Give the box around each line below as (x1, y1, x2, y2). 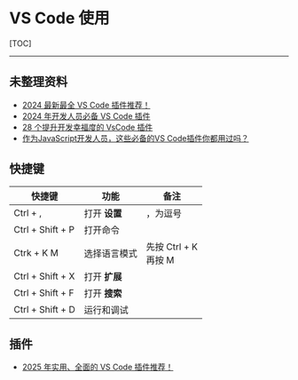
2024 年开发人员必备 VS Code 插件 (21, 110, 151, 121)
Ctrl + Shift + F (13, 286, 74, 298)
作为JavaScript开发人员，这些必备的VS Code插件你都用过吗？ (21, 132, 249, 143)
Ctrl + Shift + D (13, 303, 75, 315)
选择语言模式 (83, 247, 137, 259)
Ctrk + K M (13, 246, 59, 258)
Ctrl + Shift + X (13, 270, 75, 282)
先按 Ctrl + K (145, 241, 198, 253)
